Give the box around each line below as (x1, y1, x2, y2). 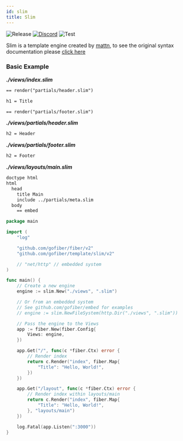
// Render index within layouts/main (27, 391, 120, 397)
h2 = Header (6, 131, 35, 137)
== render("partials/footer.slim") (6, 108, 94, 115)
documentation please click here (6, 48, 86, 55)
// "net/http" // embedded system (17, 261, 102, 267)
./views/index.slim (6, 76, 53, 83)
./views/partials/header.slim (6, 119, 79, 127)
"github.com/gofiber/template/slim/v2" (17, 251, 115, 256)
